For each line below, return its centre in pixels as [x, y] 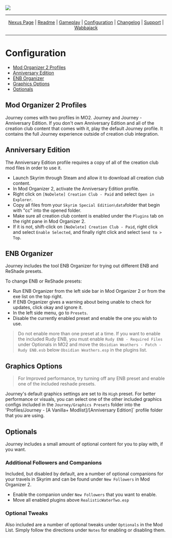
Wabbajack [86, 28]
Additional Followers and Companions [54, 462]
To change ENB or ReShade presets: [44, 281]
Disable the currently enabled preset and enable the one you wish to [85, 318]
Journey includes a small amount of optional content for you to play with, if [84, 444]
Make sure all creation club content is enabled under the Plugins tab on [88, 216]
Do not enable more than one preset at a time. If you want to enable [89, 334]
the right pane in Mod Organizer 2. [49, 221]
